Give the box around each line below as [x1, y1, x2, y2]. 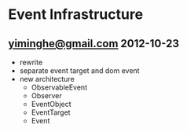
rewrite [19, 57, 43, 67]
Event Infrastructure [8, 5, 144, 24]
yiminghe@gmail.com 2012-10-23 [8, 37, 179, 50]
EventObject [31, 100, 72, 108]
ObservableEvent [31, 82, 88, 92]
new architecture [19, 75, 75, 83]
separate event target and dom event [19, 66, 140, 75]
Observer [31, 91, 62, 100]
